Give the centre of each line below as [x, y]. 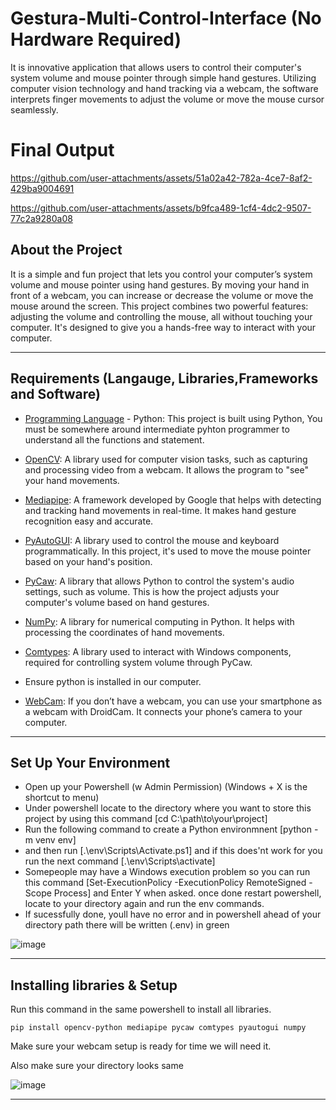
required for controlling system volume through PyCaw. [138, 662]
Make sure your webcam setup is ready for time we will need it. [141, 1046]
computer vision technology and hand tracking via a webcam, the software [164, 88]
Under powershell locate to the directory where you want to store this [168, 808]
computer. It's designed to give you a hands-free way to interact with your [163, 327]
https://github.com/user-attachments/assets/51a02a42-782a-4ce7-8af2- [161, 178]
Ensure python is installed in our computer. [113, 681]
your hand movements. [72, 480]
